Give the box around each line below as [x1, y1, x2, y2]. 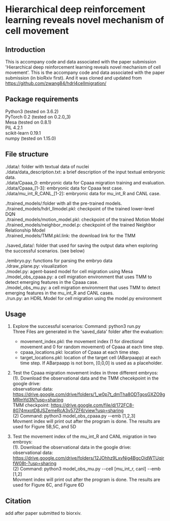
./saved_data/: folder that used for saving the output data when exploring [5, 242, 158, 248]
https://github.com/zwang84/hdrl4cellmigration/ [5, 80, 107, 86]
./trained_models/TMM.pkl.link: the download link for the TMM [5, 232, 136, 239]
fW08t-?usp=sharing [12, 460, 57, 467]
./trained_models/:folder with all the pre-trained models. [5, 200, 122, 206]
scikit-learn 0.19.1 [5, 130, 41, 136]
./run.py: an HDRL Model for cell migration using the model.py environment [5, 295, 162, 301]
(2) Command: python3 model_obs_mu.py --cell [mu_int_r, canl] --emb [12, 466, 161, 472]
